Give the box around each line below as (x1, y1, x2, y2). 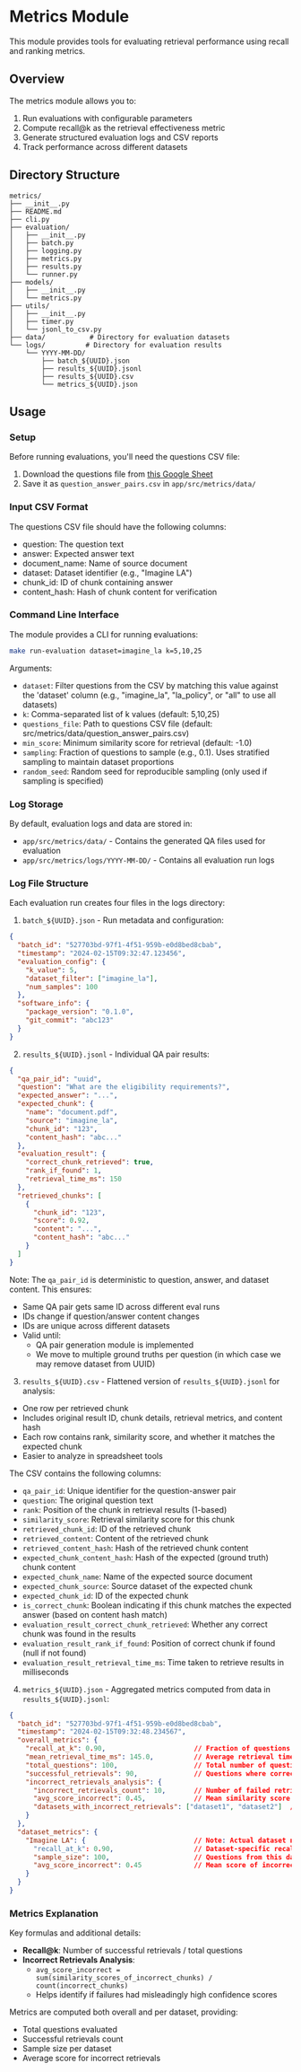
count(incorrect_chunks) (35, 1981, 129, 1990)
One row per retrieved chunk (21, 1402, 129, 1413)
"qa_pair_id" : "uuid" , (17, 1075, 102, 1084)
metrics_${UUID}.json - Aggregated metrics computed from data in (21, 1683, 271, 1694)
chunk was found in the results (21, 1628, 136, 1639)
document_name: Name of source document (21, 558, 188, 568)
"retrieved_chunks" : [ (17, 1191, 102, 1200)
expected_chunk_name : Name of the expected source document (21, 1571, 254, 1582)
